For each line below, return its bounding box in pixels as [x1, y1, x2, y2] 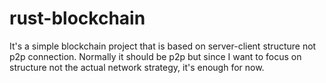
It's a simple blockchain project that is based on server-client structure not [9, 40, 317, 52]
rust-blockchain [9, 7, 146, 30]
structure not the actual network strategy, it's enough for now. [9, 61, 265, 73]
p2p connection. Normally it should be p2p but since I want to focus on [9, 50, 302, 62]
